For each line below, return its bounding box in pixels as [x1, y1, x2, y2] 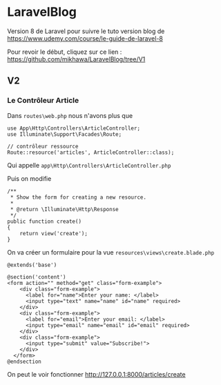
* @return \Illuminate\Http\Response [10, 206, 119, 213]
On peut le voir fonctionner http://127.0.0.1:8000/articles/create [7, 370, 186, 378]
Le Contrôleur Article [7, 96, 79, 106]
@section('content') [7, 273, 67, 280]
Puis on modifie [7, 174, 52, 183]
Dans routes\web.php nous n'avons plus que [7, 111, 133, 119]
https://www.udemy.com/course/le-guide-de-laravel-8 [7, 34, 164, 42]
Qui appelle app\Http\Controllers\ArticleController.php [7, 161, 171, 169]
